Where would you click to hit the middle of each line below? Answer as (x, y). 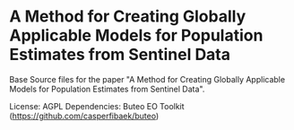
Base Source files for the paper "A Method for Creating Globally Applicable (147, 79)
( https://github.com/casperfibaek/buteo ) (84, 116)
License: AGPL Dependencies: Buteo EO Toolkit (97, 106)
